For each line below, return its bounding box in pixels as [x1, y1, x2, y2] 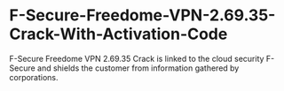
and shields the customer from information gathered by [36, 63, 240, 73]
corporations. [9, 72, 59, 82]
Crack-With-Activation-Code [9, 24, 228, 44]
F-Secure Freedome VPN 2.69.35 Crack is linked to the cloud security [9, 53, 264, 64]
